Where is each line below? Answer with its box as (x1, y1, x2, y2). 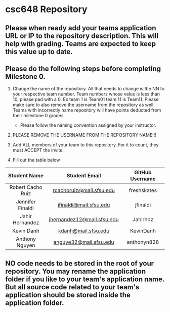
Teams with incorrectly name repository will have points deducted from (12, 107, 161, 113)
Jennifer (16, 198, 36, 205)
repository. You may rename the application (5, 267, 146, 276)
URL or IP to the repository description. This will (5, 31, 159, 40)
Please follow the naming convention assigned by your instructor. (20, 122, 157, 128)
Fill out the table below (12, 157, 60, 163)
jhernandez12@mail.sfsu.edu (49, 216, 119, 223)
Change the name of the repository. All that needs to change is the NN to (12, 86, 165, 92)
